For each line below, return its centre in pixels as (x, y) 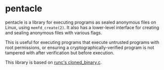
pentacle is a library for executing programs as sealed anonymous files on (81, 22)
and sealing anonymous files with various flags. (54, 33)
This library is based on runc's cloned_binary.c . (54, 62)
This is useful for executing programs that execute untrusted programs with (82, 42)
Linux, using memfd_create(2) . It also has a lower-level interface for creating (82, 27)
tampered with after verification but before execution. (60, 53)
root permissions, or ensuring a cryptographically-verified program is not (80, 47)
